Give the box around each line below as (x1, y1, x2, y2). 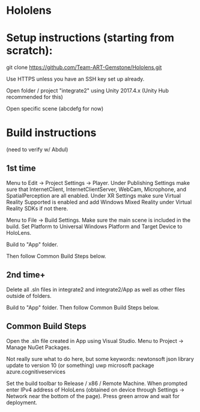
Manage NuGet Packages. (6, 344, 71, 351)
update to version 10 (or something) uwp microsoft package (6, 362, 154, 369)
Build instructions (6, 126, 97, 140)
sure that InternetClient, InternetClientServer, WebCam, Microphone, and (6, 186, 187, 193)
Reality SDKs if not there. (6, 205, 68, 212)
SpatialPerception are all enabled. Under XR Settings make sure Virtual (6, 192, 181, 199)
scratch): (6, 44, 53, 58)
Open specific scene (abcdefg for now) (6, 105, 104, 112)
